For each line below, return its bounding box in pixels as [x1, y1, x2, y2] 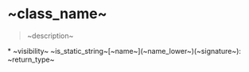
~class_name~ [7, 5, 107, 23]
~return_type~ [7, 55, 55, 64]
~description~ [26, 31, 74, 40]
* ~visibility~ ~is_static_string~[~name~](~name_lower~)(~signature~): [7, 46, 242, 55]
